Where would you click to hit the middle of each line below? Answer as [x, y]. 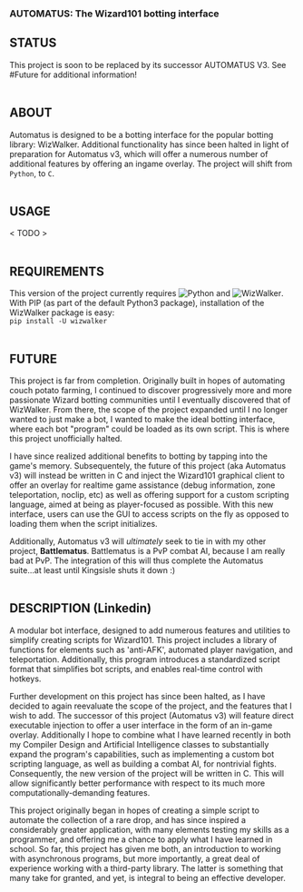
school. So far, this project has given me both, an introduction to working [145, 848]
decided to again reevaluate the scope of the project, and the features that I [151, 706]
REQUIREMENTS [57, 271]
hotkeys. [25, 679]
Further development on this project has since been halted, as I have [137, 696]
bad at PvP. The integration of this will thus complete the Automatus [137, 560]
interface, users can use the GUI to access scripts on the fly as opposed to [149, 514]
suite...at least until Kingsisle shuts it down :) [93, 570]
